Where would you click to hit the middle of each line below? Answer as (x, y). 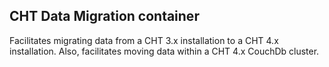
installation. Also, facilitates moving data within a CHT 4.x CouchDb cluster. (164, 51)
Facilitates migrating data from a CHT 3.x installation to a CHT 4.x (144, 40)
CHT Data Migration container (104, 16)
